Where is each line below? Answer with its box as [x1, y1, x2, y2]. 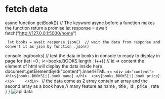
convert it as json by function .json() [5, 44, 90, 49]
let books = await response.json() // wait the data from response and [7, 39, 161, 45]
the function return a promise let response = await [5, 25, 107, 31]
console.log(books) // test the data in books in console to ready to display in [5, 53, 160, 59]
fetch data [5, 3, 48, 15]
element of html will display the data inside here [5, 63, 102, 69]
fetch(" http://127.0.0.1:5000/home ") [5, 30, 77, 36]
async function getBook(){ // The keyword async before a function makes [5, 20, 155, 26]
